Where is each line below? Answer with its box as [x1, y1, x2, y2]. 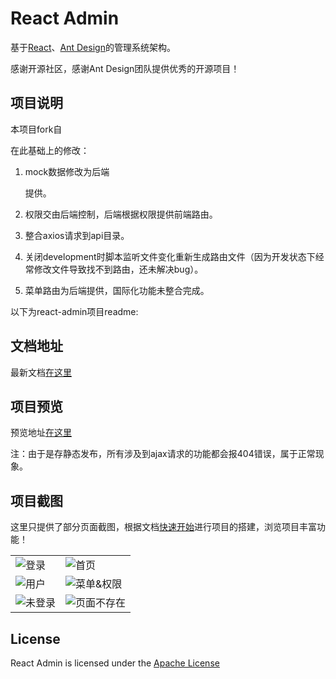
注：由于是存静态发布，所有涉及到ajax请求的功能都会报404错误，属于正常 [10, 448, 316, 460]
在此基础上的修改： [10, 144, 90, 156]
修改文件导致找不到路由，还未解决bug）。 [33, 263, 204, 275]
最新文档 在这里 [10, 366, 72, 378]
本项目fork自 [10, 123, 63, 135]
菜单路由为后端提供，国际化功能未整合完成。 [24, 284, 210, 296]
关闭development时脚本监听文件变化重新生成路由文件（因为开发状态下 [24, 250, 316, 262]
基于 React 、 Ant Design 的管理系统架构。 [10, 41, 176, 53]
